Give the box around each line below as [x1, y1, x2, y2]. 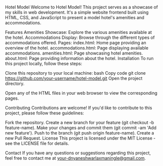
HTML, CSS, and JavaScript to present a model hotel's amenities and [5, 15, 144, 20]
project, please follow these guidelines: [5, 110, 84, 116]
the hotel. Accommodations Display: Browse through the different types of [5, 34, 155, 40]
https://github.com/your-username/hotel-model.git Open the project [5, 76, 143, 81]
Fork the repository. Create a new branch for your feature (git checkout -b [5, 120, 154, 125]
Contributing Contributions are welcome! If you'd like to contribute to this [5, 105, 153, 111]
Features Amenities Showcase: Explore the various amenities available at [5, 29, 152, 35]
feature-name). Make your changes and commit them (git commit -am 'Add [5, 125, 157, 131]
